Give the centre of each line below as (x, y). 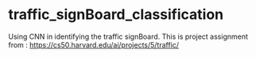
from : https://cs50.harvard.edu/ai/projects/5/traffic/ (94, 44)
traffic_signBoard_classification (116, 15)
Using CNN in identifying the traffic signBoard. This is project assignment (128, 36)
